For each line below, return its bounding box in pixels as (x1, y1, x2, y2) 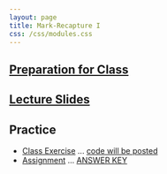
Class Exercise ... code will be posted (21, 145, 158, 155)
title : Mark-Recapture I (9, 21, 101, 30)
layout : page (9, 12, 57, 22)
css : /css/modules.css (9, 29, 93, 38)
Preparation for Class (9, 62, 129, 77)
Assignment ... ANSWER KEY (21, 155, 128, 165)
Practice (9, 122, 57, 137)
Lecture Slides (9, 92, 90, 107)
